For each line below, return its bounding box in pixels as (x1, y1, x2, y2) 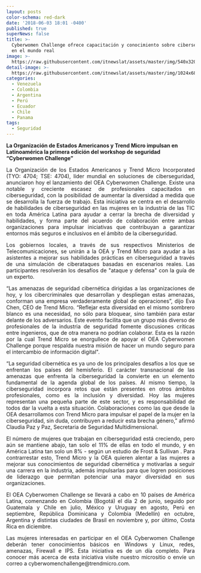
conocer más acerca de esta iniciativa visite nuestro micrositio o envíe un (6, 554, 195, 560)
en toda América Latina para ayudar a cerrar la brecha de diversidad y (6, 211, 195, 218)
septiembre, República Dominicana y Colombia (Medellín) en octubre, (6, 510, 195, 517)
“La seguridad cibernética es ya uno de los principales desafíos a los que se (6, 360, 195, 367)
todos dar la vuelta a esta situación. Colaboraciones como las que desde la (6, 404, 195, 412)
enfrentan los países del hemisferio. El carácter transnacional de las (6, 366, 195, 373)
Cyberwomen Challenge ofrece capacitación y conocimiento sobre (11, 42, 175, 48)
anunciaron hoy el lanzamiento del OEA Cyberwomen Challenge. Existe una (6, 179, 195, 186)
